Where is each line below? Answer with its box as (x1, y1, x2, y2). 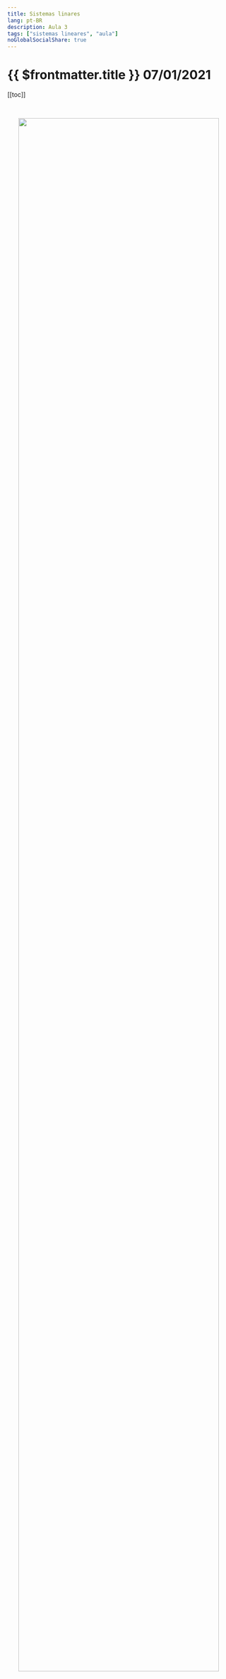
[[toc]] (7, 90, 26, 99)
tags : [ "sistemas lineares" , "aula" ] (7, 30, 119, 37)
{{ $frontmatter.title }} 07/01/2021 (7, 67, 211, 83)
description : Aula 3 (7, 23, 69, 30)
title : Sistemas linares (7, 10, 81, 18)
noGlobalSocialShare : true (7, 37, 87, 44)
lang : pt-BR (7, 17, 42, 24)
